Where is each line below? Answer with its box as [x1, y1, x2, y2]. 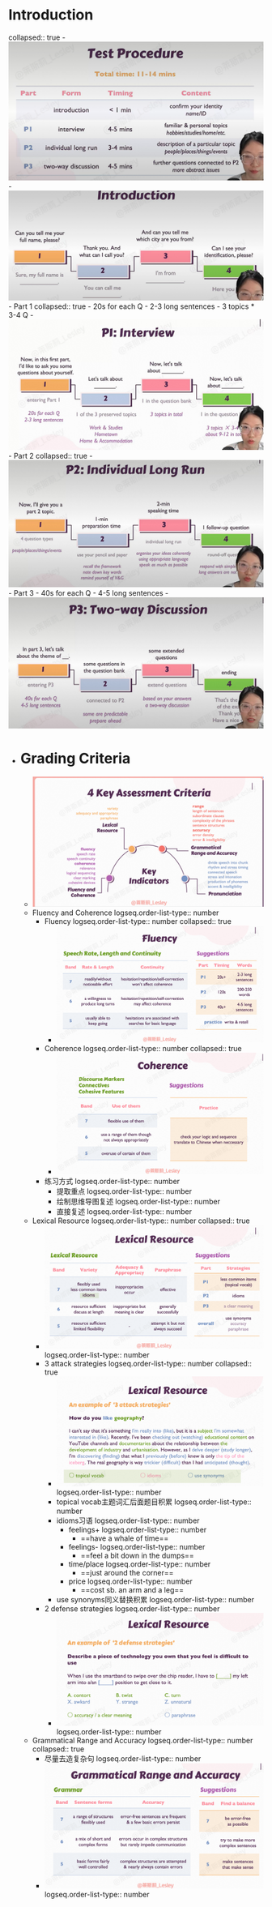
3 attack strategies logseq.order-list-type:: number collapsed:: [44, 1359, 253, 1369]
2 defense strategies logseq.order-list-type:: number [44, 1604, 220, 1614]
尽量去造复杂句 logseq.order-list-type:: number [44, 1753, 202, 1764]
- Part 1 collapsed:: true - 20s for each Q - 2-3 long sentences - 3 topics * [8, 301, 255, 311]
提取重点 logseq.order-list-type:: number [56, 1186, 193, 1196]
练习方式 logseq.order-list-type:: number [44, 1176, 181, 1186]
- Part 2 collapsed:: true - [8, 451, 93, 461]
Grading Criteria [19, 750, 131, 768]
